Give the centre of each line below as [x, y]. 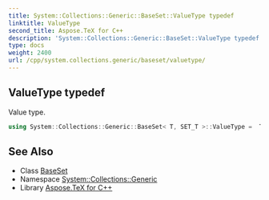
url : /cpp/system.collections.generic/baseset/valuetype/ [107, 61]
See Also [31, 152]
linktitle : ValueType [44, 23]
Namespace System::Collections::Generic [88, 179]
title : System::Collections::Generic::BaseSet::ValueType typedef [121, 16]
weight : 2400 [30, 53]
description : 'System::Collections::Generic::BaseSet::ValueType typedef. [136, 38]
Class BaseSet [44, 171]
